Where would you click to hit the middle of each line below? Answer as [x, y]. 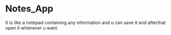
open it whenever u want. [32, 27]
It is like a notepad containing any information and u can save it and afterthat [85, 22]
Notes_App [29, 9]
